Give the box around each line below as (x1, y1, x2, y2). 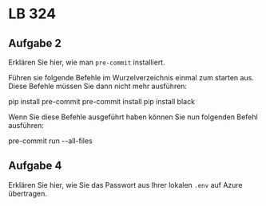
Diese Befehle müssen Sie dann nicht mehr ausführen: (8, 81, 188, 91)
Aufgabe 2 (8, 37, 62, 50)
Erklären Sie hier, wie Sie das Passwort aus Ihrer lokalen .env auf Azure (8, 180, 244, 189)
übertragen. (8, 189, 48, 198)
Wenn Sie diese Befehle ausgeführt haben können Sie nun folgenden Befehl (8, 112, 258, 122)
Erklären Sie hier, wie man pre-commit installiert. (8, 57, 165, 67)
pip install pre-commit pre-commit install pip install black (8, 97, 196, 106)
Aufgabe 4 (8, 159, 62, 173)
